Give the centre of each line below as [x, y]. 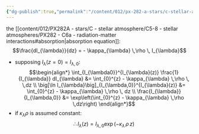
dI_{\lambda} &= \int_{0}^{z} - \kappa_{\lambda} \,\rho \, [121, 79]
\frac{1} [169, 72]
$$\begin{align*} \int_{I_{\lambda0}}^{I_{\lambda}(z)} [94, 72]
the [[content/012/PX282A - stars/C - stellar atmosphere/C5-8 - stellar [92, 28]
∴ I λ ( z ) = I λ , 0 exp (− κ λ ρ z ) [104, 125]
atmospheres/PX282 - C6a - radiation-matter [61, 35]
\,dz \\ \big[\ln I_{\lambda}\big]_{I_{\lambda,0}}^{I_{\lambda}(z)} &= [104, 85]
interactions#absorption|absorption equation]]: [63, 41]
